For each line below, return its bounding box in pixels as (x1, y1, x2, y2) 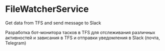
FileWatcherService (5, 3, 89, 15)
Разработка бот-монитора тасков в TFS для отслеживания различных (5, 29, 155, 35)
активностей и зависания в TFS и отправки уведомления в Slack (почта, (5, 35, 160, 41)
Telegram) (5, 40, 26, 46)
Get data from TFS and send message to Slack (5, 20, 101, 26)
